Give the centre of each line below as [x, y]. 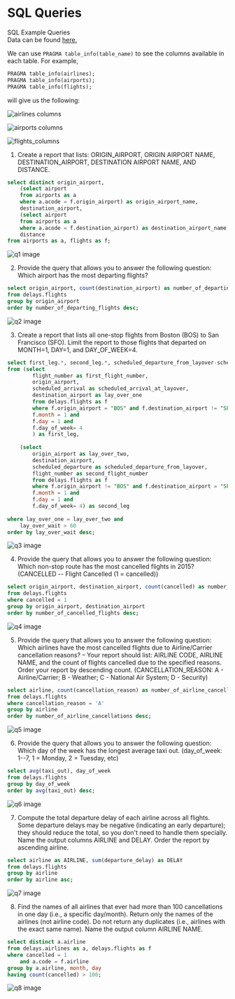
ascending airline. [43, 847]
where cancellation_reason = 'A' [56, 703]
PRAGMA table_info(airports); [51, 80]
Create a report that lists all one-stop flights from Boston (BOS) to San [118, 335]
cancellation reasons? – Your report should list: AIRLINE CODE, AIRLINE [120, 655]
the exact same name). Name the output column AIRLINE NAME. [110, 929]
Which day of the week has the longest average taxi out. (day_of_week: [120, 751]
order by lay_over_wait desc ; [51, 532]
